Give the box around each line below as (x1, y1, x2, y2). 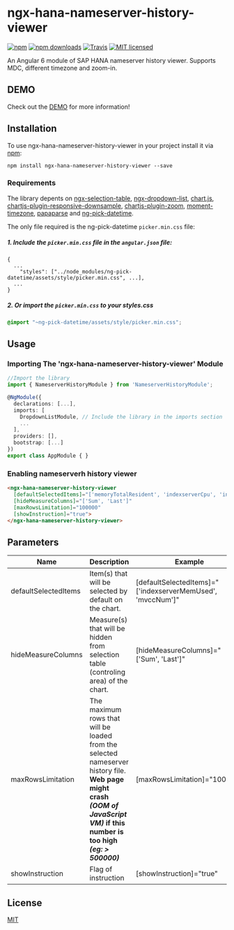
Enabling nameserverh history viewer (7, 469, 137, 479)
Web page (89, 774, 124, 784)
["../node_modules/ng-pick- (51, 268, 132, 275)
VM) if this (89, 818, 125, 828)
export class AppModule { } (7, 452, 89, 459)
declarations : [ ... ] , (13, 400, 77, 407)
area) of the (89, 676, 128, 686)
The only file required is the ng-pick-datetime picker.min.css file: (7, 222, 195, 231)
